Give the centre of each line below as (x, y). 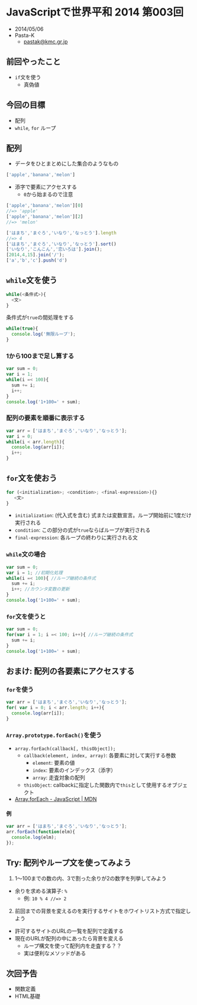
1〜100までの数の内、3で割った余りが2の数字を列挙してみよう (91, 878)
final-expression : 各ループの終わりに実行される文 (76, 538)
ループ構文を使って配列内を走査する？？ (73, 946)
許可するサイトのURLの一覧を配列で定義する (69, 931)
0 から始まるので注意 (48, 194)
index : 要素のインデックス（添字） (74, 770)
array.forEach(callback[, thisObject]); (65, 749)
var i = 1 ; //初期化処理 (35, 573)
